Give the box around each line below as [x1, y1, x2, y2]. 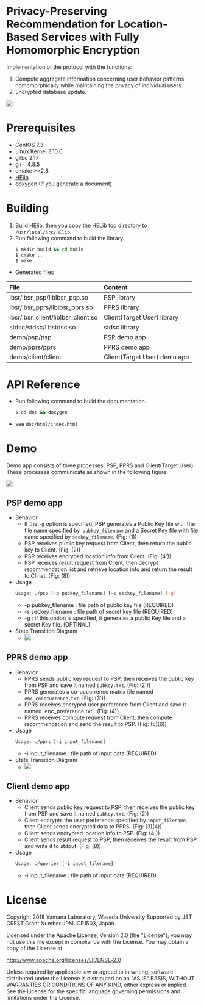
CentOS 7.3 [15, 141, 44, 148]
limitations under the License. [6, 994, 80, 1002]
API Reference [6, 377, 80, 391]
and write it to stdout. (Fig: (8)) [24, 843, 102, 850]
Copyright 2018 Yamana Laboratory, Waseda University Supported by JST [6, 913, 192, 921]
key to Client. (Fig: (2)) [24, 546, 81, 553]
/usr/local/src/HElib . [15, 228, 72, 235]
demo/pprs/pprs [9, 343, 57, 351]
